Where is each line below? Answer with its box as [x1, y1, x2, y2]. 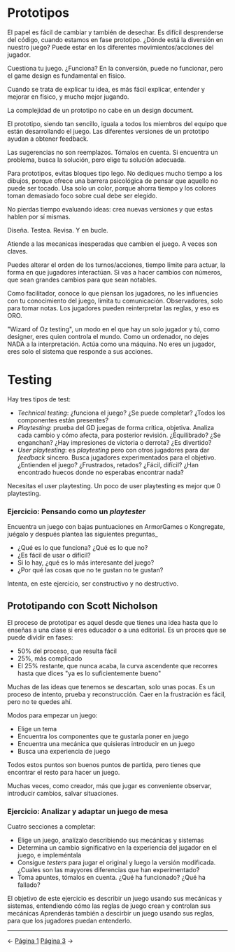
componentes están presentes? [17, 415, 109, 425]
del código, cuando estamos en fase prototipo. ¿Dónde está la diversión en [7, 35, 224, 43]
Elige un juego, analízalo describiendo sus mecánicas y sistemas [17, 836, 204, 845]
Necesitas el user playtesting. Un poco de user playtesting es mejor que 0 [7, 481, 221, 490]
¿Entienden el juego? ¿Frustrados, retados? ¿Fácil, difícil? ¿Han [17, 460, 199, 469]
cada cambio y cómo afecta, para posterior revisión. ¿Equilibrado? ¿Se [17, 431, 222, 439]
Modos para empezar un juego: [7, 711, 98, 719]
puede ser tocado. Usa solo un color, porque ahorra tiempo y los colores [7, 184, 217, 192]
